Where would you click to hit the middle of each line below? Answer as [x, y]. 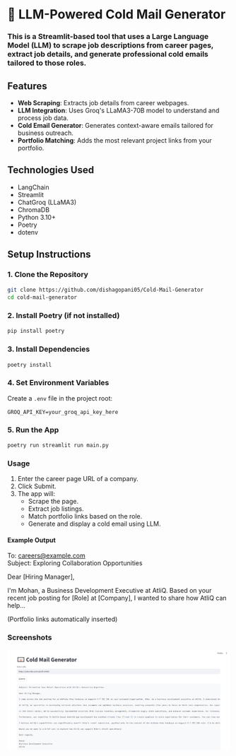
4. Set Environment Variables [58, 383]
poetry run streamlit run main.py [58, 445]
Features [27, 86]
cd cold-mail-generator [42, 297]
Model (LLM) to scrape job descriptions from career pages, [111, 45]
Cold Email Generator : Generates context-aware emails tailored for [116, 125]
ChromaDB [34, 209]
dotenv [28, 232]
